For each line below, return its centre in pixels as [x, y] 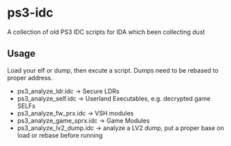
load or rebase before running [60, 135]
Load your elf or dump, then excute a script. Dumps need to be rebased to [113, 70]
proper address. [30, 77]
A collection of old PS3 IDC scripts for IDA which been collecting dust [106, 32]
